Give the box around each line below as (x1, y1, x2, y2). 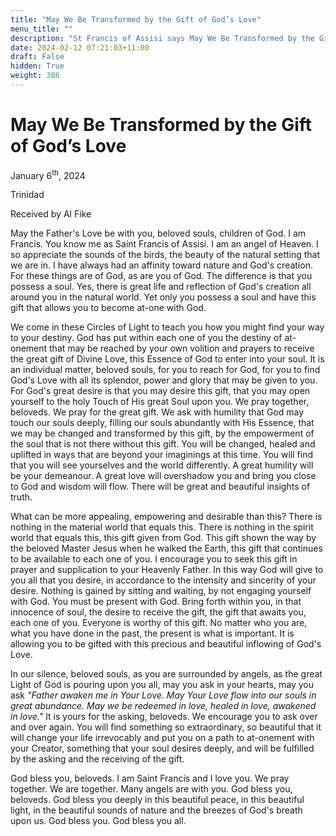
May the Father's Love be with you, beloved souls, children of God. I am (10, 227, 307, 240)
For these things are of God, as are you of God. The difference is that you (10, 270, 313, 282)
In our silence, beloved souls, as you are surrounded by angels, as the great (10, 668, 323, 680)
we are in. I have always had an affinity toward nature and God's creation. (10, 259, 313, 271)
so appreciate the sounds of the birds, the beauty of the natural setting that (10, 249, 321, 261)
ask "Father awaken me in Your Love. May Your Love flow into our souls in (10, 689, 317, 701)
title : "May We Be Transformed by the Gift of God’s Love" (10, 14, 262, 25)
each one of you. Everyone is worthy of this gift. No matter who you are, (10, 617, 308, 629)
